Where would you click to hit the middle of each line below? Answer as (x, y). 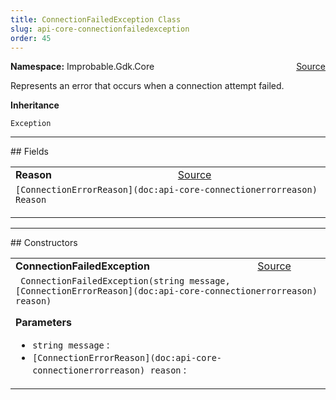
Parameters (43, 323)
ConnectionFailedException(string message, (125, 281)
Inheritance (35, 105)
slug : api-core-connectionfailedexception (100, 29)
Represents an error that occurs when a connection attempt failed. (147, 86)
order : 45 (31, 38)
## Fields (29, 152)
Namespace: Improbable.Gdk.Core (82, 67)
